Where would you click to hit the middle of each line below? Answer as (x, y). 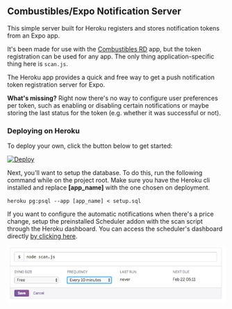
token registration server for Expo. (56, 84)
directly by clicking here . (42, 236)
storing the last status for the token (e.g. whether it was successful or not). (114, 112)
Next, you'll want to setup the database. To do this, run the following (105, 173)
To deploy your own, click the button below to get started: (90, 146)
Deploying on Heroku (43, 131)
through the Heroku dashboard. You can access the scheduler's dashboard (115, 229)
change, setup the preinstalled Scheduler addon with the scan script (105, 222)
